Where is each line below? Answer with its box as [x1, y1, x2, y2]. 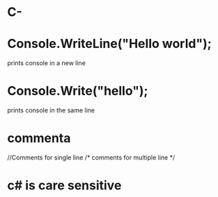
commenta [7, 130, 71, 146]
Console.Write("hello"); [7, 83, 148, 99]
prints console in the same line [7, 106, 95, 114]
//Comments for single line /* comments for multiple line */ [7, 153, 176, 162]
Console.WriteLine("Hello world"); [7, 36, 212, 52]
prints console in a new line [7, 59, 86, 67]
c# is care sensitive [7, 178, 122, 194]
